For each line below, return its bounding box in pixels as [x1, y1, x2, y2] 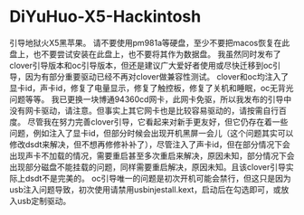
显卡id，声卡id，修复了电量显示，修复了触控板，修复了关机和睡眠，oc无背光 [9, 82, 294, 93]
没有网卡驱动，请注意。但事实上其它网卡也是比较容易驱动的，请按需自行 [9, 105, 279, 116]
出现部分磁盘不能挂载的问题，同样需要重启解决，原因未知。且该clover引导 [9, 161, 287, 173]
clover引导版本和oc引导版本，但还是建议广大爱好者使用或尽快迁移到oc [9, 60, 273, 70]
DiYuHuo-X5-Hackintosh [9, 6, 202, 27]
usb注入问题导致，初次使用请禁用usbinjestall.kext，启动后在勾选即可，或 [9, 183, 282, 195]
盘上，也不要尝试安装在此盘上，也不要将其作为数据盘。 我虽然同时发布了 [9, 48, 281, 60]
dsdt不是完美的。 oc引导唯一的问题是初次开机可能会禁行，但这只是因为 [24, 173, 291, 183]
